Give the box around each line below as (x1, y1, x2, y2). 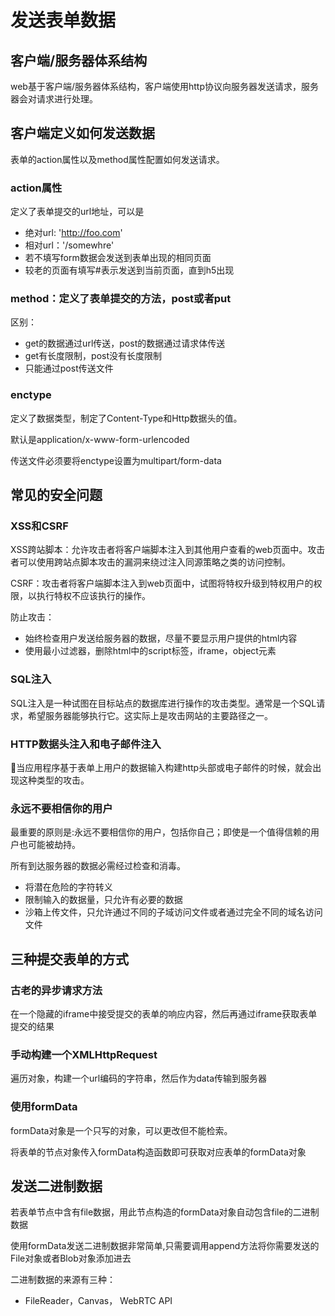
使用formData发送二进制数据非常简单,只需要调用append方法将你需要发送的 (10, 1240, 320, 1252)
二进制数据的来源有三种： (10, 1274, 116, 1286)
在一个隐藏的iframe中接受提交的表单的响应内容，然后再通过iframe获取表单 (10, 1007, 318, 1020)
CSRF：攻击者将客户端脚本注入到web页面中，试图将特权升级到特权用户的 (10, 577, 314, 590)
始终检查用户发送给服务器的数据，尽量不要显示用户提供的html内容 (24, 632, 298, 645)
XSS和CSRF (10, 519, 69, 533)
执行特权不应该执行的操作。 (36, 590, 151, 602)
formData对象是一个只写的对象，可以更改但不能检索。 (10, 1124, 233, 1136)
